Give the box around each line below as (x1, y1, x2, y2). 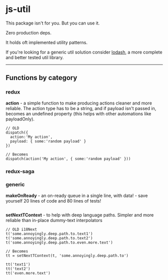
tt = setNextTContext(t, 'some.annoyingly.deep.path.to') (5, 253, 129, 258)
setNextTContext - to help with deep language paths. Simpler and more (5, 211, 154, 218)
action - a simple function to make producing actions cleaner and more (5, 100, 153, 106)
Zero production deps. (5, 29, 52, 35)
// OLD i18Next (5, 226, 37, 232)
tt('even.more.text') (5, 270, 51, 275)
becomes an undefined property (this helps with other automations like (5, 110, 152, 116)
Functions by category (5, 73, 78, 82)
